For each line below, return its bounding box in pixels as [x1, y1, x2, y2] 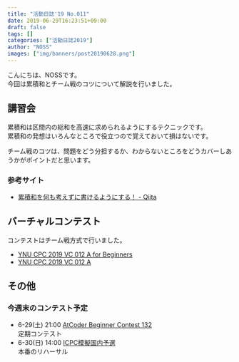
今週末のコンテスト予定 [7, 304, 88, 314]
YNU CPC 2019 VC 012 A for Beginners [17, 250, 133, 259]
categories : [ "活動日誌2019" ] [7, 37, 93, 44]
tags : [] [7, 30, 34, 38]
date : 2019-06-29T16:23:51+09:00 [7, 17, 107, 24]
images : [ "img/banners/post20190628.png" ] [7, 51, 136, 58]
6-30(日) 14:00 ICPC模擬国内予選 [17, 338, 116, 347]
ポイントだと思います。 [26, 155, 95, 164]
